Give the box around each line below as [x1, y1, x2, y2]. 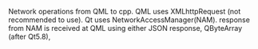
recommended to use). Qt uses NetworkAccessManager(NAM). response [8, 15, 250, 24]
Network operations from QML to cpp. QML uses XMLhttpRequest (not [8, 7, 241, 16]
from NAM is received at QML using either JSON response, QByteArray [8, 24, 243, 32]
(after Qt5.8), [8, 32, 51, 41]
